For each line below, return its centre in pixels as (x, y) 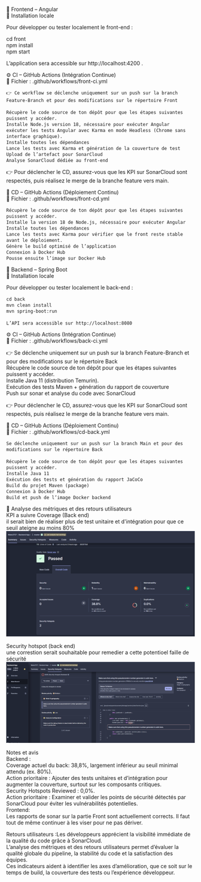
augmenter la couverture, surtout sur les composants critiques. (84, 784)
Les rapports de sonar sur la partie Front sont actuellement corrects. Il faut (98, 816)
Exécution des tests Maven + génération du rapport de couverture (88, 387)
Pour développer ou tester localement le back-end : (70, 287)
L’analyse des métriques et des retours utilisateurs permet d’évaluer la (93, 847)
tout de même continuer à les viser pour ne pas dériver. (74, 823)
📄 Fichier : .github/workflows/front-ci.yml (57, 81)
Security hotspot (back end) (41, 646)
